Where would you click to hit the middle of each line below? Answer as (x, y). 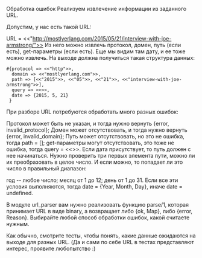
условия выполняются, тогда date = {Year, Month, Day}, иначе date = (94, 186)
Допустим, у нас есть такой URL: (49, 27)
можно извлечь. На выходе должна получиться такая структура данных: (100, 58)
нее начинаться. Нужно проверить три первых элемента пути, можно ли (101, 156)
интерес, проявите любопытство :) (51, 248)
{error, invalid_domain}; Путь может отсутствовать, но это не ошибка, (96, 136)
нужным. (18, 224)
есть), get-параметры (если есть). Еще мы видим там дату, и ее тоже (96, 51)
